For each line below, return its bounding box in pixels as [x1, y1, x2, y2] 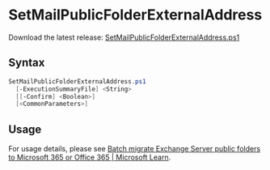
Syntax [8, 56, 45, 70]
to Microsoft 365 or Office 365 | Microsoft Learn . [8, 152, 171, 163]
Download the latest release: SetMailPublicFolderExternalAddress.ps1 [8, 32, 240, 42]
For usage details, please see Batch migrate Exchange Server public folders [8, 144, 261, 154]
